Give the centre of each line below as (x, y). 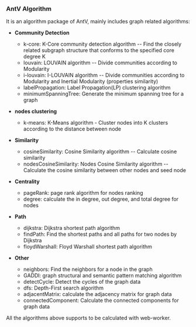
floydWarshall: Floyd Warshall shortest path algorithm (87, 247)
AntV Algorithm (29, 9)
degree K (34, 57)
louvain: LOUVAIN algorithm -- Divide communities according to (100, 63)
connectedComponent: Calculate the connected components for (101, 301)
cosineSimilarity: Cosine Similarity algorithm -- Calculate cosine (100, 152)
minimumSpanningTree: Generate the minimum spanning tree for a (104, 94)
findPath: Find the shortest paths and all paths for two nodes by (100, 234)
